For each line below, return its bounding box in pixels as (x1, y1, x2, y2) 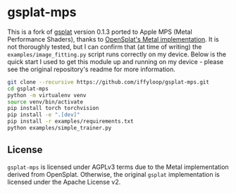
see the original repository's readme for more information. (7, 65, 176, 73)
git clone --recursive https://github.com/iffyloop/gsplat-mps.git (7, 78, 210, 85)
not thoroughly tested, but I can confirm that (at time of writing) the (7, 42, 202, 51)
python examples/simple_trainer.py (7, 125, 112, 132)
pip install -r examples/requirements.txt (7, 118, 134, 125)
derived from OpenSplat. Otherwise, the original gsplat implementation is (7, 170, 220, 178)
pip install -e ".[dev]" (7, 111, 80, 118)
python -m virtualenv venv (7, 92, 87, 99)
